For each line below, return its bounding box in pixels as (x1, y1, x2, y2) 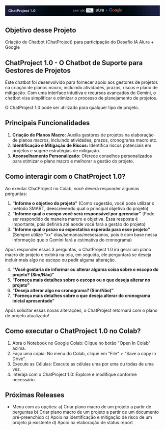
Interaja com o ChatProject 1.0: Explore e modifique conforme (12, 371, 137, 377)
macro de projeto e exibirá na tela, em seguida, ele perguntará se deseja (5, 252, 152, 258)
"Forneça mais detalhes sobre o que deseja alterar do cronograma (12, 293, 151, 298)
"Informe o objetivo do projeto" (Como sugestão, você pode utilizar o (12, 200, 155, 206)
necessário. (12, 376, 36, 382)
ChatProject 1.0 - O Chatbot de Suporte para (5, 59, 143, 67)
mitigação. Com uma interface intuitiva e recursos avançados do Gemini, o (5, 90, 156, 96)
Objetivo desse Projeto (5, 26, 76, 34)
